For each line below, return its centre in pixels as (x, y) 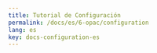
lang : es (22, 30)
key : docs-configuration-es (54, 37)
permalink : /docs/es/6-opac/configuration (78, 23)
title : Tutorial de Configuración (65, 15)
